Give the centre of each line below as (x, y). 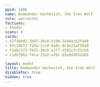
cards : (12, 37)
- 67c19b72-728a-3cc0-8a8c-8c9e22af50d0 (47, 46)
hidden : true (18, 77)
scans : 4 (14, 32)
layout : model (20, 64)
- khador (14, 28)
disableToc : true (23, 73)
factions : (15, 23)
